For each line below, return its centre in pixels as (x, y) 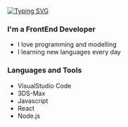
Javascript (33, 101)
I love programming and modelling (67, 44)
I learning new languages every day (69, 52)
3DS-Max (31, 93)
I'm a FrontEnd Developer (52, 29)
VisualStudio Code (44, 85)
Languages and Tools (45, 71)
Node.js (29, 116)
